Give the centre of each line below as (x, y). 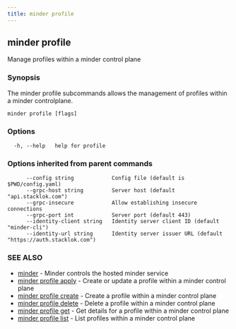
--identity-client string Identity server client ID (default (123, 222)
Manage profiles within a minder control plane (74, 59)
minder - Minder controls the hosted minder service (93, 273)
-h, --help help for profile (60, 146)
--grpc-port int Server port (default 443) (108, 215)
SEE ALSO (25, 258)
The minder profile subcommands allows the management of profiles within (117, 93)
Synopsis (24, 78)
